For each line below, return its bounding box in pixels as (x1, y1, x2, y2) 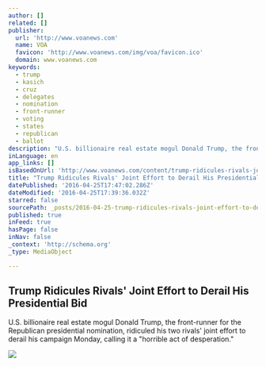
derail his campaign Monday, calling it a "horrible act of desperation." (8, 334, 234, 344)
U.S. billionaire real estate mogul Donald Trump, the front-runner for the (8, 318, 241, 327)
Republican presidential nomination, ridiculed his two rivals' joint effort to (8, 326, 246, 336)
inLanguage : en (8, 152, 59, 160)
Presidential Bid (8, 297, 88, 310)
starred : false (8, 196, 59, 204)
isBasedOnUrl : (8, 167, 55, 175)
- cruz (15, 85, 37, 94)
